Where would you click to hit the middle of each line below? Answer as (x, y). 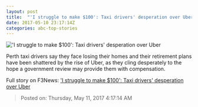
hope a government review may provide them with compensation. (86, 69)
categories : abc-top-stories (42, 28)
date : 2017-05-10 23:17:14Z (41, 22)
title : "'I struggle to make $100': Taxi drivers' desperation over (93, 17)
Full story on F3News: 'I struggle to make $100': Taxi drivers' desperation (95, 80)
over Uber (18, 87)
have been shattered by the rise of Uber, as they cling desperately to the (94, 63)
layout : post (22, 12)
